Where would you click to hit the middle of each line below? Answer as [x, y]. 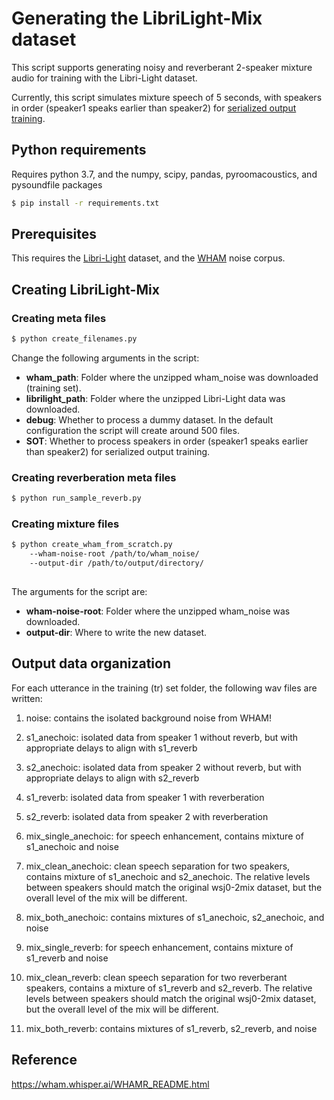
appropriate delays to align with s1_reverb [111, 748]
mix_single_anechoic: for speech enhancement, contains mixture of [164, 836]
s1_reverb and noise [67, 958]
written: [27, 698]
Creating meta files [59, 318]
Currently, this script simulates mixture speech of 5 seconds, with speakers [167, 97]
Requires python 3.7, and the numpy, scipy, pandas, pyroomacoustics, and [164, 174]
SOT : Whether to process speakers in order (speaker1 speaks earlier [167, 441]
